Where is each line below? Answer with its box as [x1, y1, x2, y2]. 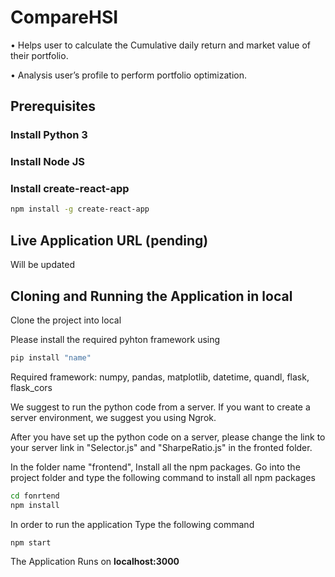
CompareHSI [10, 6, 119, 29]
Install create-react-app [10, 182, 130, 196]
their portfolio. [10, 49, 69, 61]
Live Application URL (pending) [10, 232, 209, 249]
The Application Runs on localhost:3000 [10, 556, 180, 568]
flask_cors [10, 381, 53, 393]
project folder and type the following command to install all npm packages [10, 471, 316, 483]
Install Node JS [10, 155, 85, 169]
